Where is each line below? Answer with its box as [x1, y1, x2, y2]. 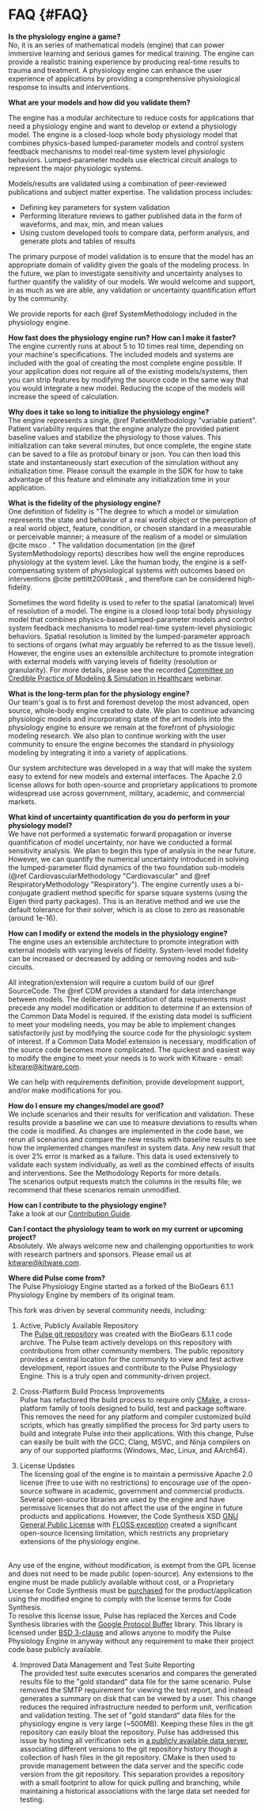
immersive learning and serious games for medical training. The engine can [8, 48, 255, 58]
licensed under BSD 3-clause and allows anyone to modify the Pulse [8, 1627, 232, 1637]
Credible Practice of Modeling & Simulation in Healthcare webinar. [8, 673, 223, 683]
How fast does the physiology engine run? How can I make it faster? [8, 333, 237, 342]
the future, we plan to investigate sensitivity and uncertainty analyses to [8, 268, 243, 278]
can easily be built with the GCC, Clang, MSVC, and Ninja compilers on [19, 1436, 251, 1447]
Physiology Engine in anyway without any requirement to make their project [8, 1636, 255, 1646]
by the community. [8, 293, 70, 303]
